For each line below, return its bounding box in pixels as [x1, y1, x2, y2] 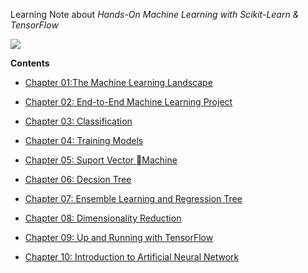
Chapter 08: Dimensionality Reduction [24, 212, 182, 224]
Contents [10, 57, 50, 69]
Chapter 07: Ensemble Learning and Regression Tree [24, 193, 243, 204]
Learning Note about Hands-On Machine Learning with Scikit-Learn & [10, 9, 300, 20]
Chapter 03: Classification [24, 115, 133, 127]
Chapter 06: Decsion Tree [24, 174, 132, 185]
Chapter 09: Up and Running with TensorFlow [24, 232, 214, 243]
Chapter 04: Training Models [24, 135, 144, 146]
